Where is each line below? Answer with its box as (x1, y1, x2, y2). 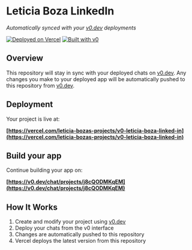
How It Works (6, 202, 58, 212)
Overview (6, 53, 44, 64)
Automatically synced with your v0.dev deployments (6, 24, 136, 31)
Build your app (6, 150, 62, 160)
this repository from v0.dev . (6, 82, 75, 89)
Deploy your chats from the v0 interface (14, 224, 114, 232)
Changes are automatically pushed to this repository (14, 231, 145, 238)
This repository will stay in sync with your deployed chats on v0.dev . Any (6, 69, 187, 76)
